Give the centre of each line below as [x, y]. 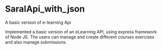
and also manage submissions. [36, 42]
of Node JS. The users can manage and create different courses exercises [80, 37]
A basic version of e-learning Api [38, 22]
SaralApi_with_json [45, 9]
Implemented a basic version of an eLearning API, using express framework [81, 32]
